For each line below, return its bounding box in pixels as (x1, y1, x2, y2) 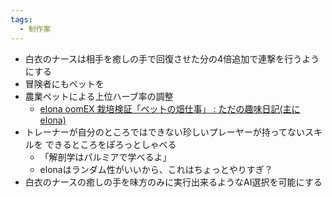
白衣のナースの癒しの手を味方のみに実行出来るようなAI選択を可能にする (24, 176, 323, 188)
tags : (10, 14, 33, 25)
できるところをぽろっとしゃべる (44, 138, 177, 150)
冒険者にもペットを (24, 77, 105, 90)
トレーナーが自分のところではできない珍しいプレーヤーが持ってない (24, 126, 306, 138)
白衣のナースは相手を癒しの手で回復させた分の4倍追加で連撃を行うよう (24, 52, 320, 65)
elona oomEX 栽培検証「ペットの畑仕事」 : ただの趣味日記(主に (39, 102, 301, 115)
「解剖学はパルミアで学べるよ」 (39, 151, 172, 163)
